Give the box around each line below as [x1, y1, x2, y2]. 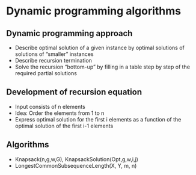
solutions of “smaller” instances [14, 51, 94, 58]
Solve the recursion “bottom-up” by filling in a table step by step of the [14, 63, 191, 70]
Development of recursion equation [6, 87, 142, 97]
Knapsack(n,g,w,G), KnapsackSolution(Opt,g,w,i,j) [14, 155, 138, 163]
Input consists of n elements [14, 103, 85, 110]
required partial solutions [14, 70, 77, 76]
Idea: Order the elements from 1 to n [14, 109, 105, 117]
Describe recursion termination [14, 57, 92, 64]
